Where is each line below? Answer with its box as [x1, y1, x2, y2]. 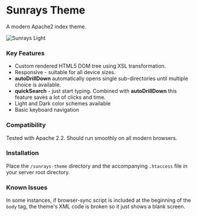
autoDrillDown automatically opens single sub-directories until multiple [14, 75, 189, 82]
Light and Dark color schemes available [14, 100, 111, 107]
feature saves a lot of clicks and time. [14, 94, 106, 101]
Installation [6, 149, 40, 157]
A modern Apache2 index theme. [6, 23, 87, 30]
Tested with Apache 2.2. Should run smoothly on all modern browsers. [6, 134, 178, 141]
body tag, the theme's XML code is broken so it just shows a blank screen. [6, 203, 186, 210]
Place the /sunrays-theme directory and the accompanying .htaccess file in [6, 162, 188, 170]
